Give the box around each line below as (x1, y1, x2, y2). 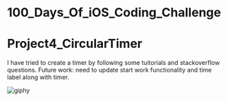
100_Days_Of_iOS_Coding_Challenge (7, 5, 221, 20)
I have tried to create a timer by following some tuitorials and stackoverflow (7, 59, 220, 67)
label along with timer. (7, 73, 70, 81)
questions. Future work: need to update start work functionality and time (7, 66, 212, 74)
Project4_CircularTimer (7, 36, 143, 52)
